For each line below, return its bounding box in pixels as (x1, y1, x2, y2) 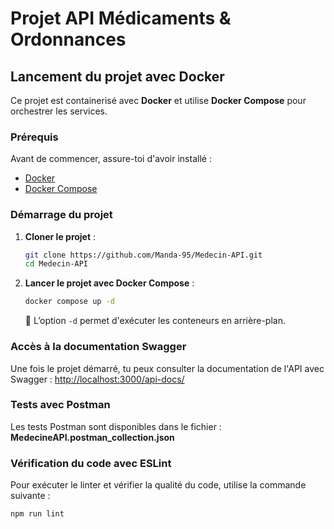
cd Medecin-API (24, 259, 89, 269)
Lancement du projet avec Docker (10, 68, 225, 85)
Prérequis (10, 130, 59, 144)
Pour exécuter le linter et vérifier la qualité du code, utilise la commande (10, 479, 307, 491)
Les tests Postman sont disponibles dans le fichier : (10, 420, 222, 432)
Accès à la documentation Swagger (10, 340, 187, 354)
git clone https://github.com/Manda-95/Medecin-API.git (24, 250, 263, 260)
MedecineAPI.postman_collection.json (10, 431, 175, 443)
